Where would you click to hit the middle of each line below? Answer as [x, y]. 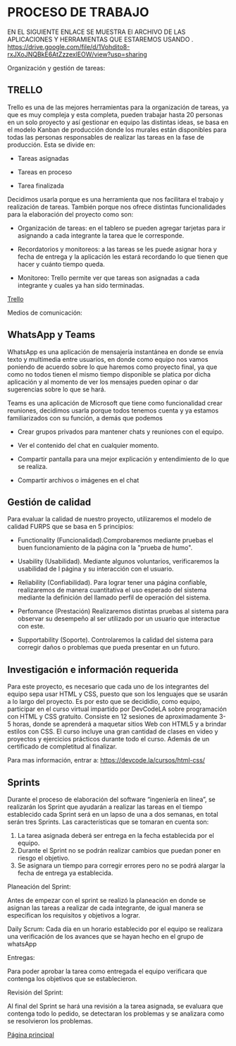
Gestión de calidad [49, 502]
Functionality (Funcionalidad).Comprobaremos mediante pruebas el [115, 540]
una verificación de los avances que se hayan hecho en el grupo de [106, 936]
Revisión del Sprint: [35, 992]
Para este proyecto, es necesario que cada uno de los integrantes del [108, 687]
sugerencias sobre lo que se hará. [57, 389]
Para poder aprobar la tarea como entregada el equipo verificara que [107, 971]
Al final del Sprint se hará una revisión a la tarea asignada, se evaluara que [115, 1006]
